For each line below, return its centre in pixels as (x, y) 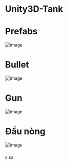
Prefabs (21, 32)
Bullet (17, 65)
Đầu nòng (25, 131)
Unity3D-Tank (34, 9)
